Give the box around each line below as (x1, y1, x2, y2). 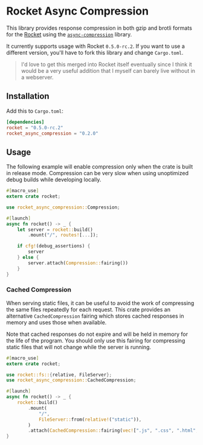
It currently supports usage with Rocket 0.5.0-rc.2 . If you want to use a (6, 42, 185, 50)
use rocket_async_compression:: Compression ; (6, 204, 120, 210)
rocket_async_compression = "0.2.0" (6, 130, 98, 136)
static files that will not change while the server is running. (6, 343, 152, 350)
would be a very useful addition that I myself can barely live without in (21, 67, 195, 74)
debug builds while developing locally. (6, 176, 101, 183)
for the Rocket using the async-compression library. (6, 30, 132, 38)
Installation (6, 91, 50, 101)
